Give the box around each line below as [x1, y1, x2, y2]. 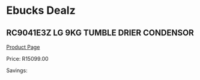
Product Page [6, 43, 40, 51]
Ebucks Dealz [6, 4, 76, 17]
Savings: [6, 67, 28, 74]
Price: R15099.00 [6, 55, 49, 62]
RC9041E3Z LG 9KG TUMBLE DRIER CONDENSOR [6, 28, 194, 38]
